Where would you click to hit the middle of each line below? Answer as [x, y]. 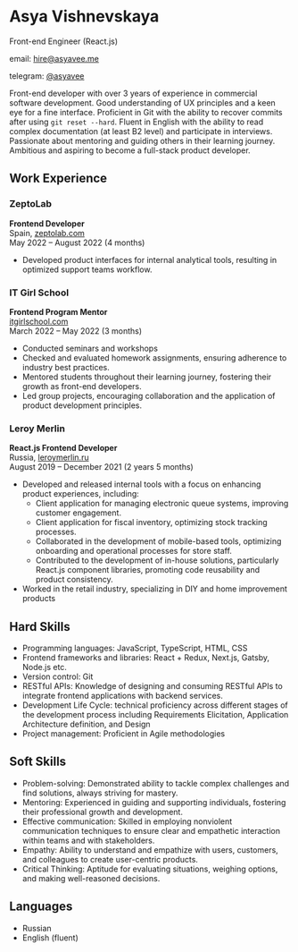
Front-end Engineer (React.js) [64, 41]
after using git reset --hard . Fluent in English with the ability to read [137, 122]
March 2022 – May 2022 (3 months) [76, 331]
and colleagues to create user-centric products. [110, 859]
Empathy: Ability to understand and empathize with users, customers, [150, 850]
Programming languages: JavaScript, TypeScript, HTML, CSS [135, 648]
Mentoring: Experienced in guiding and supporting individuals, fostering [154, 802]
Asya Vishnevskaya [84, 17]
